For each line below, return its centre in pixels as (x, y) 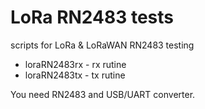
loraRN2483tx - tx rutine (75, 75)
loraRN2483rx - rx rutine (75, 64)
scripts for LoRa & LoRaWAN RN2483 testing (102, 45)
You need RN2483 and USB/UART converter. (103, 94)
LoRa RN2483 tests (92, 17)
